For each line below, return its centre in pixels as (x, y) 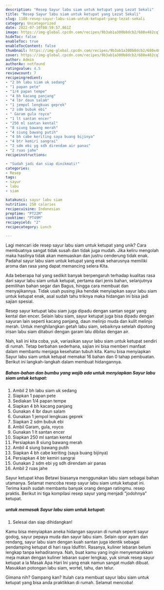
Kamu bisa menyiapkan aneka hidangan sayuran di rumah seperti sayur (77, 531)
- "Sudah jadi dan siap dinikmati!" (43, 164)
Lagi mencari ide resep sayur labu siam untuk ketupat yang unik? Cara (76, 245)
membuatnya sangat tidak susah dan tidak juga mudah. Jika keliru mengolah (82, 250)
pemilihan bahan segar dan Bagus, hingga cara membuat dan (67, 286)
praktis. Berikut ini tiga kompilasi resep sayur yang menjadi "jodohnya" (76, 493)
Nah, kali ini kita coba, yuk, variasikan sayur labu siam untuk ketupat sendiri (81, 341)
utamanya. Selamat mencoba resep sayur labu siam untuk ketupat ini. (75, 483)
